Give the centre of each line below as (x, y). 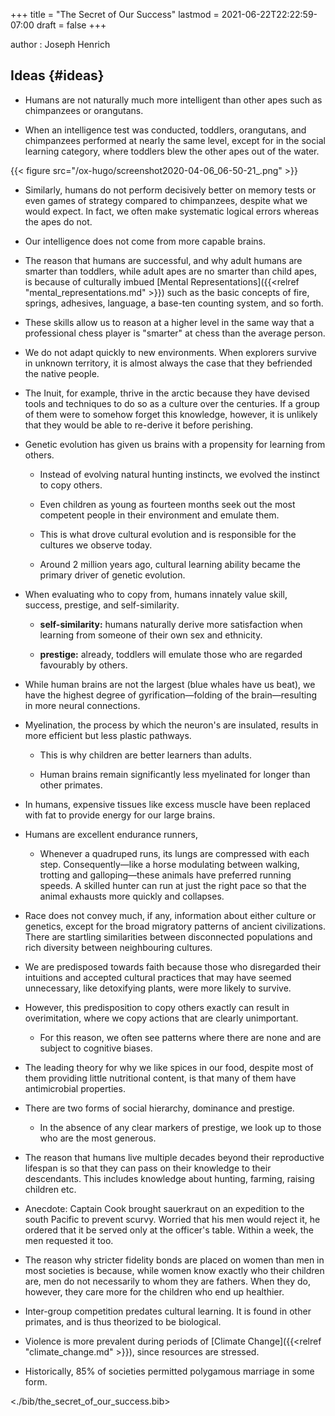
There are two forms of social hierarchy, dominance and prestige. (159, 1108)
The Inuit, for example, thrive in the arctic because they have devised (167, 393)
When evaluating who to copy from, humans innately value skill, (156, 594)
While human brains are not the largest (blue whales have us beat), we (170, 684)
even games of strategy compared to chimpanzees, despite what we (166, 200)
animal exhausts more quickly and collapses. (132, 896)
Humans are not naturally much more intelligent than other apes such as (173, 100)
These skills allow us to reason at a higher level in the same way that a (169, 322)
